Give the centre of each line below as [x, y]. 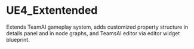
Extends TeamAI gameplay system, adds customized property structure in [97, 27]
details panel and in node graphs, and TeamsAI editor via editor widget [93, 33]
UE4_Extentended [52, 10]
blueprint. [18, 39]
